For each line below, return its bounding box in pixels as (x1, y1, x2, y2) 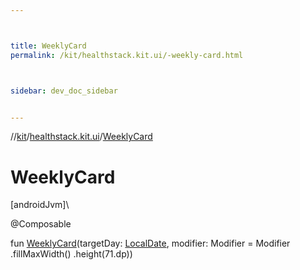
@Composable (10, 218, 72, 230)
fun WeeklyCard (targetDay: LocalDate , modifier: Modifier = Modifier (10, 237, 291, 250)
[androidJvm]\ (10, 199, 70, 211)
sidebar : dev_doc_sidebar (10, 86, 118, 96)
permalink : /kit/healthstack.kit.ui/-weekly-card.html (10, 50, 244, 60)
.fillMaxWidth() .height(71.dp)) (10, 248, 133, 260)
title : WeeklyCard (10, 41, 87, 51)
